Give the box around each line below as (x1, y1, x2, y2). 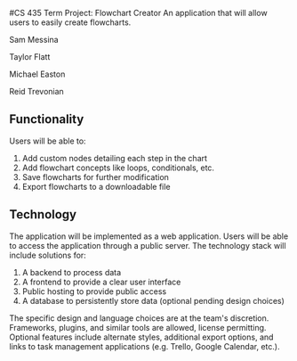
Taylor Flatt (9, 52, 51, 62)
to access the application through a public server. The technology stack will (9, 240, 286, 250)
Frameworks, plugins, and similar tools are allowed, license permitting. (9, 322, 267, 332)
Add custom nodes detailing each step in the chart (21, 152, 207, 163)
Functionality (9, 111, 84, 127)
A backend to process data (21, 267, 122, 277)
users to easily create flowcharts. (9, 17, 132, 28)
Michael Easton (9, 69, 66, 79)
